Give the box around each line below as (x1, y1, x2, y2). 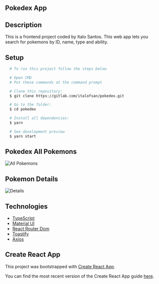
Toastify (12, 231, 29, 237)
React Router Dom (12, 226, 50, 232)
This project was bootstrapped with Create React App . (5, 263, 116, 269)
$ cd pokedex (9, 107, 36, 112)
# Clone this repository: (9, 89, 63, 94)
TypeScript (12, 215, 35, 221)
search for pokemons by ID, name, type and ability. (5, 39, 108, 45)
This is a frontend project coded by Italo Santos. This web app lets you (5, 34, 149, 40)
